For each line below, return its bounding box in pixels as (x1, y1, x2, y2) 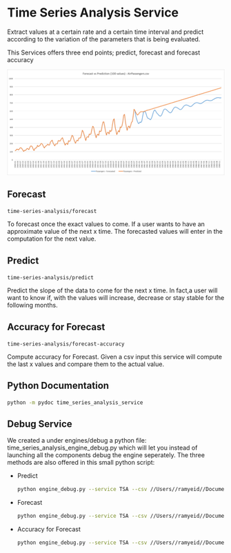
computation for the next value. (7, 234, 97, 243)
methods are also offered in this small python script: (7, 459, 155, 467)
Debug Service (7, 419, 72, 430)
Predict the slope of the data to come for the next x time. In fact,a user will (7, 286, 219, 294)
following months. (7, 301, 58, 310)
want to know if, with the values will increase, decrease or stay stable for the (7, 294, 225, 302)
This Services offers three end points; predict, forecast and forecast (7, 48, 201, 57)
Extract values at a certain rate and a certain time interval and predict (7, 28, 204, 36)
